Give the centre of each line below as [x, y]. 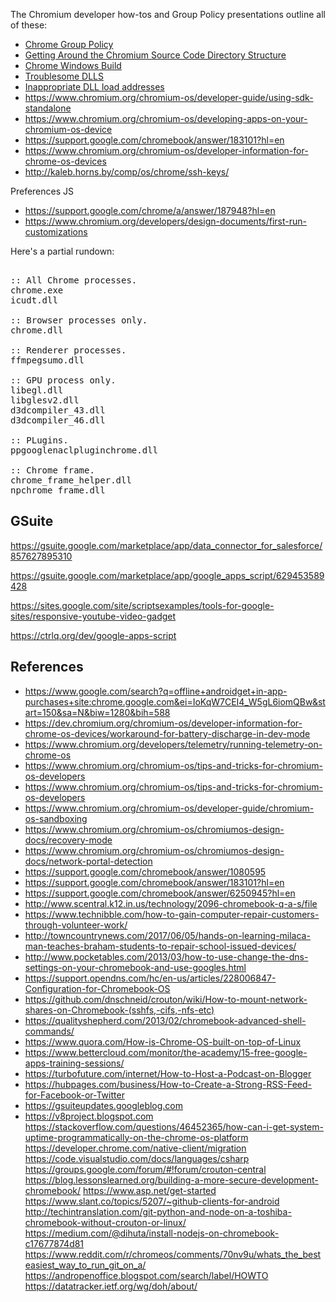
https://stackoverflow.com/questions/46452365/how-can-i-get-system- [174, 1126]
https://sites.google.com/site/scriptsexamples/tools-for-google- [142, 605]
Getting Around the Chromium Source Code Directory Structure [155, 55]
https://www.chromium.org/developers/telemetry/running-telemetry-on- [173, 744]
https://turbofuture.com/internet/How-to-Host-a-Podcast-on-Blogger [168, 1073]
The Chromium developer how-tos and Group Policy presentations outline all [168, 14]
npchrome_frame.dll [58, 490]
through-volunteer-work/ [76, 925]
